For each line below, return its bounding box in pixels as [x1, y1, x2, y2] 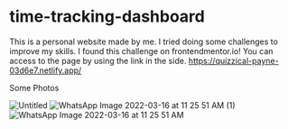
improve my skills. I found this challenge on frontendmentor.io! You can [9, 45, 274, 56]
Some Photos [9, 82, 60, 93]
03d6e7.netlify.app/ [9, 65, 82, 76]
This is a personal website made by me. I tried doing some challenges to [9, 36, 278, 47]
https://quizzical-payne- [188, 55, 279, 66]
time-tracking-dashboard [9, 6, 205, 27]
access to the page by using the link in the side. [9, 55, 187, 66]
